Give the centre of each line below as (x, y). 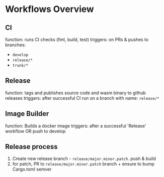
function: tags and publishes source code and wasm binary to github (76, 93)
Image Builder (27, 114)
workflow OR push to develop (36, 131)
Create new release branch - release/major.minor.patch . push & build (84, 159)
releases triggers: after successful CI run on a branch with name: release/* (82, 98)
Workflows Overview (50, 9)
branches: (15, 45)
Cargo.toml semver (32, 169)
